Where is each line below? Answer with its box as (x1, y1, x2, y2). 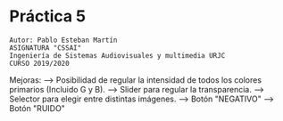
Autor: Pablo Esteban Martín (9, 36, 118, 44)
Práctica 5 (9, 6, 87, 27)
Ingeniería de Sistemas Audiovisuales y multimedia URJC (9, 51, 226, 60)
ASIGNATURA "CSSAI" (9, 43, 82, 52)
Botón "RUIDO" (9, 102, 65, 113)
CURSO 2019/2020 (9, 59, 70, 68)
